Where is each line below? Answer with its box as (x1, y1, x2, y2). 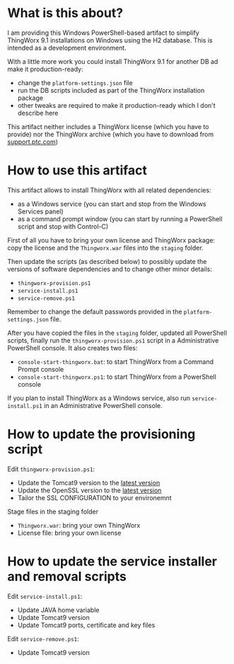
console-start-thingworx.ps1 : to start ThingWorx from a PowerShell (17, 372, 217, 381)
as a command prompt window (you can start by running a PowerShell (17, 214, 223, 223)
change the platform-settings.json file (17, 78, 133, 87)
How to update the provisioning (7, 426, 196, 443)
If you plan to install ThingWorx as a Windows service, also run (7, 394, 191, 402)
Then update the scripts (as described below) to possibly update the (7, 257, 207, 265)
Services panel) (17, 207, 64, 216)
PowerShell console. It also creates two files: (7, 343, 138, 352)
